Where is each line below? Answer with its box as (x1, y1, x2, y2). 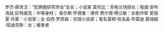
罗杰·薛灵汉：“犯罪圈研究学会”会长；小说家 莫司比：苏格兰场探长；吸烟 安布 (5, 4, 159, 10)
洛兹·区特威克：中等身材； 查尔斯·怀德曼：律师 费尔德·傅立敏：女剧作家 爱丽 (5, 10, 158, 16)
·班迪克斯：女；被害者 (5, 22, 50, 28)
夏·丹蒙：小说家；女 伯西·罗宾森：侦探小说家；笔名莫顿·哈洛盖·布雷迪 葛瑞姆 (5, 16, 159, 21)
